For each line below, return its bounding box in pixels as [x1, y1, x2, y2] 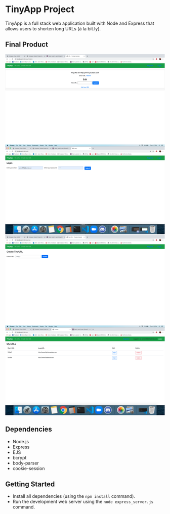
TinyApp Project [5, 4, 75, 15]
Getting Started [5, 480, 55, 488]
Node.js [12, 438, 29, 444]
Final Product [5, 40, 48, 49]
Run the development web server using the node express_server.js [12, 499, 154, 505]
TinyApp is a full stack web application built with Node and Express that [5, 20, 154, 26]
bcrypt [12, 454, 27, 460]
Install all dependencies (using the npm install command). [12, 493, 136, 499]
